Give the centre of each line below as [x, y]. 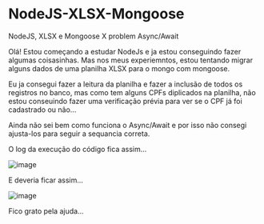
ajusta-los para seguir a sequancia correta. [79, 134]
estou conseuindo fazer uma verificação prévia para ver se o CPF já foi [125, 101]
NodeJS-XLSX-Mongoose [96, 14]
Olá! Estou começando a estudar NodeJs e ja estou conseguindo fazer [125, 51]
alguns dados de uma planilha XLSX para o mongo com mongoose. [119, 68]
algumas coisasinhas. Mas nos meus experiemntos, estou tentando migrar [131, 60]
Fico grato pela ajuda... [46, 211]
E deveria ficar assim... [46, 180]
